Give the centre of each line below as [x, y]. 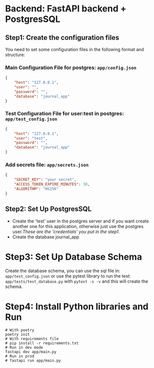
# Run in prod [20, 356]
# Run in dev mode [24, 348]
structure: [15, 55]
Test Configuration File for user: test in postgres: [65, 114]
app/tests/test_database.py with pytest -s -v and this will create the [77, 281]
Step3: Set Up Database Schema [74, 257]
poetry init [17, 335]
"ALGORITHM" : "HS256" [36, 189]
